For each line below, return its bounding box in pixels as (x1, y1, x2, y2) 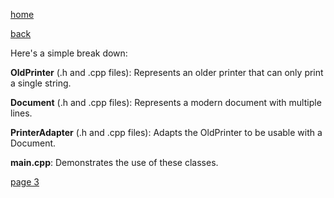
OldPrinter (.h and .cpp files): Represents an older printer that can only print (10, 67, 324, 78)
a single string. (10, 77, 72, 89)
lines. (10, 107, 33, 119)
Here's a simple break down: (10, 47, 128, 59)
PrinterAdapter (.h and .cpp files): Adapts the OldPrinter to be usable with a (10, 127, 323, 138)
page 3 (10, 176, 40, 188)
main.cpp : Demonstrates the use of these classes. (10, 157, 219, 168)
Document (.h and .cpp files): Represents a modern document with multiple (10, 97, 322, 108)
